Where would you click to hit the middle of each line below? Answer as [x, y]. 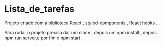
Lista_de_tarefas [40, 9]
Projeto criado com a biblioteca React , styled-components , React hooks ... [82, 23]
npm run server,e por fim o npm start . [44, 38]
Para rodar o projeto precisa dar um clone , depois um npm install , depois [81, 32]
